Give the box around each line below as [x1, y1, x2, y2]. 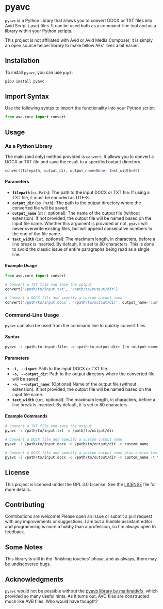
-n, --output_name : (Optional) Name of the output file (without [12, 381, 137, 387]
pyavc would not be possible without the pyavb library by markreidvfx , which [5, 588, 158, 594]
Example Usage [5, 262, 37, 268]
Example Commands [5, 413, 48, 419]
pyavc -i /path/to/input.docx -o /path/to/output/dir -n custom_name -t [5, 455, 155, 460]
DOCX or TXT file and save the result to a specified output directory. [5, 159, 142, 164]
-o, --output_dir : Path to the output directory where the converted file [12, 371, 155, 377]
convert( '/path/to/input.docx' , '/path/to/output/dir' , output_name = [5, 300, 149, 305]
